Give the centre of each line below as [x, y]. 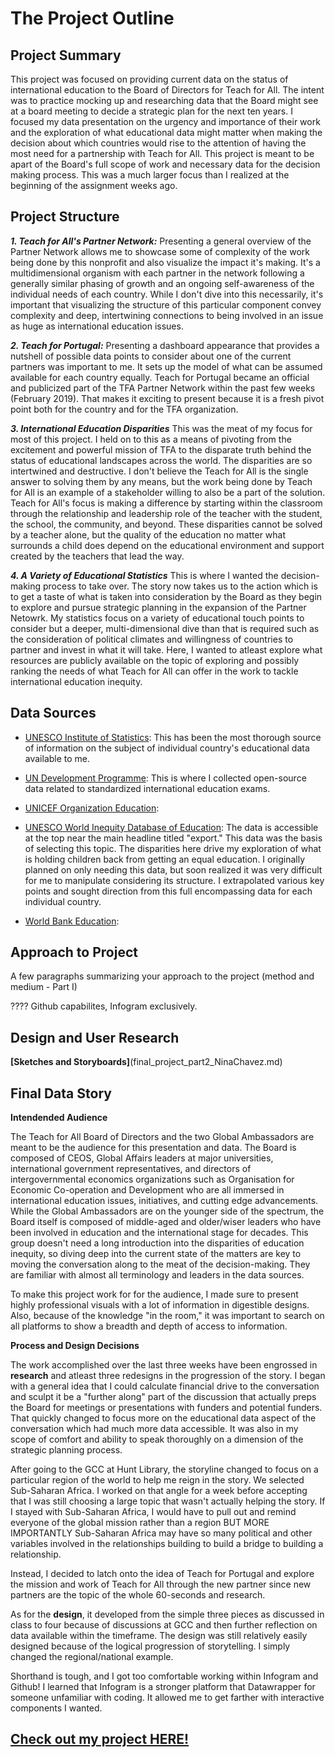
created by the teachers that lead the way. [97, 556]
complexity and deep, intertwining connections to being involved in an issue [167, 315]
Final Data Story [61, 1093]
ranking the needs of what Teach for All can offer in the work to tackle [154, 671]
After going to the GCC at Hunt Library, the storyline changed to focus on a [164, 1469]
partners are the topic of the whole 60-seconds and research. [138, 1595]
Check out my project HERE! [100, 1739]
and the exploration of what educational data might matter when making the [166, 132]
